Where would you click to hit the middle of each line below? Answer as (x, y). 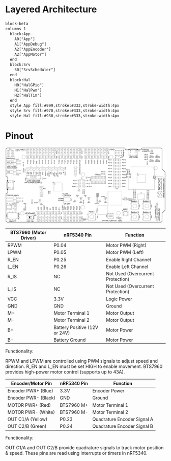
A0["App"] (25, 39)
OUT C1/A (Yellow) (27, 419)
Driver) (28, 238)
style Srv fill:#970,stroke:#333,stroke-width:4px (65, 111)
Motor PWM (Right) (126, 245)
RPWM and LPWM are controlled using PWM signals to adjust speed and (82, 361)
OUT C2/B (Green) (27, 426)
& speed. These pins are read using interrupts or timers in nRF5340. (76, 453)
